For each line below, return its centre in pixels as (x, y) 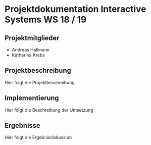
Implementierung (32, 98)
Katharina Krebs (28, 55)
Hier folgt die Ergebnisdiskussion (38, 138)
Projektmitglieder (32, 38)
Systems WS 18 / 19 (46, 20)
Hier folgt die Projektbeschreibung (40, 82)
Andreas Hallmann (31, 50)
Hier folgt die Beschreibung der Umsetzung (49, 110)
